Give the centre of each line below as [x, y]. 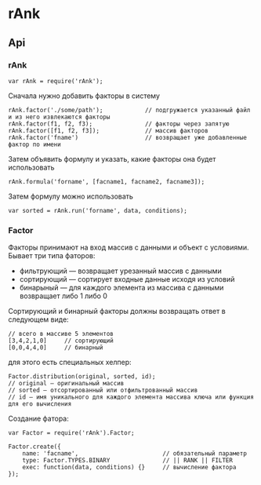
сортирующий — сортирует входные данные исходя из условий [127, 279]
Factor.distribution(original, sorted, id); [82, 377]
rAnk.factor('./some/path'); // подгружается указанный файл [129, 110]
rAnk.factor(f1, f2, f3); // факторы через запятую [119, 124]
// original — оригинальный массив [66, 384]
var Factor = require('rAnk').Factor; [71, 433]
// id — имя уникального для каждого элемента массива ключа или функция [131, 397]
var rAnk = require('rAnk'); [56, 81]
